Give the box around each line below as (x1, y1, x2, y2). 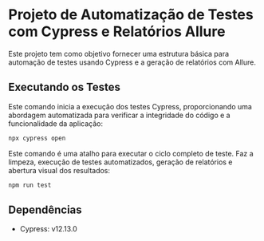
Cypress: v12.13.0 (19, 224, 77, 234)
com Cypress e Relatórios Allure (8, 22, 226, 41)
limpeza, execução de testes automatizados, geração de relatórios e (8, 157, 233, 167)
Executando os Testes (8, 81, 121, 94)
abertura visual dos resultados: (8, 165, 110, 175)
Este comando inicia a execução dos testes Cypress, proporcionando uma (8, 101, 253, 111)
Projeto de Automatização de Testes (8, 6, 254, 24)
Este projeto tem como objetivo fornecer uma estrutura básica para (8, 49, 230, 58)
